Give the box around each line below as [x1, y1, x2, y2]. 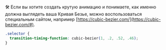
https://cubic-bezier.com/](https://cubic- [77, 16, 161, 22]
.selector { [5, 31, 30, 36]
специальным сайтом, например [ [5, 16, 78, 22]
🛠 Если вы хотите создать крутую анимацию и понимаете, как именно [5, 4, 157, 10]
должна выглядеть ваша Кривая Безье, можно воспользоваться [5, 11, 142, 17]
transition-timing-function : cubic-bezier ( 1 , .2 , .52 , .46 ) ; [9, 36, 139, 41]
